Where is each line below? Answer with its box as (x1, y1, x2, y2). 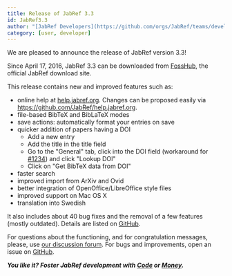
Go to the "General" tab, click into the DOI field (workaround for (27, 147, 209, 156)
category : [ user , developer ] (7, 29, 91, 37)
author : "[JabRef (7, 23, 57, 30)
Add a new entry (27, 133, 75, 141)
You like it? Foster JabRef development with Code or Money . (7, 261, 184, 270)
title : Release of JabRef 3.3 (7, 10, 95, 17)
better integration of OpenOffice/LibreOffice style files (17, 184, 172, 192)
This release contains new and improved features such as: (7, 82, 173, 91)
